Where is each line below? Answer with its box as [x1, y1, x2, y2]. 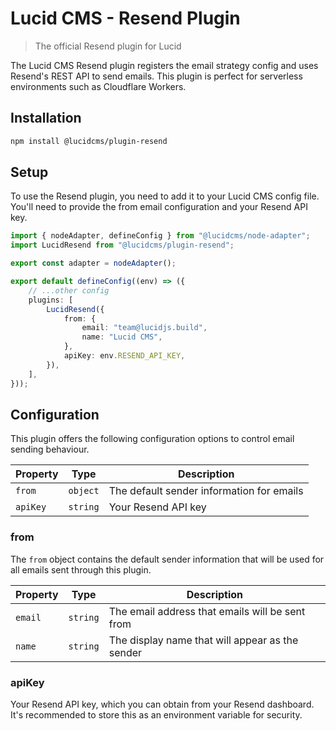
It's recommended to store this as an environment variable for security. [10, 708, 303, 721]
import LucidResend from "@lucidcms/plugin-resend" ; [10, 240, 235, 251]
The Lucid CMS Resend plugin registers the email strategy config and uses [10, 59, 319, 71]
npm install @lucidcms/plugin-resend [10, 136, 168, 146]
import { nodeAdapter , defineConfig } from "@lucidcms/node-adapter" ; [10, 231, 311, 241]
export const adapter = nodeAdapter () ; [10, 258, 177, 269]
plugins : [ [28, 295, 74, 305]
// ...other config [28, 285, 110, 296]
